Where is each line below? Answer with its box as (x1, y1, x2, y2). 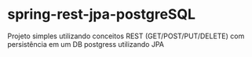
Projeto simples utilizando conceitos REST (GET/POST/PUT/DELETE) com (7, 31, 245, 41)
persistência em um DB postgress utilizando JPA (7, 39, 164, 48)
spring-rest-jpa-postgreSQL (7, 5, 195, 23)
